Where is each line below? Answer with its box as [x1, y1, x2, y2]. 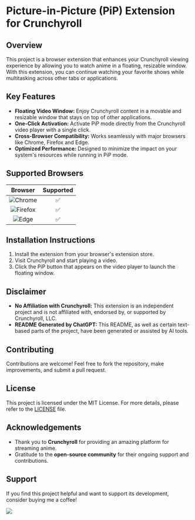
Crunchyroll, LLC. [14, 315, 57, 322]
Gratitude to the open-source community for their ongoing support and [14, 450, 189, 458]
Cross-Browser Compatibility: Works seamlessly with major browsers [14, 132, 186, 139]
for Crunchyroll [6, 17, 82, 30]
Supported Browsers [6, 168, 84, 178]
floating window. [14, 270, 55, 277]
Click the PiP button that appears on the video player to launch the [14, 263, 176, 270]
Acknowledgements [6, 423, 82, 433]
